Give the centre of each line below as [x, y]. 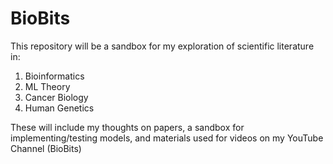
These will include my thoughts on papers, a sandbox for [127, 127]
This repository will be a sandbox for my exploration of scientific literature [162, 46]
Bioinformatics [54, 76]
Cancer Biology [56, 97]
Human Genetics [59, 108]
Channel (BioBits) [46, 148]
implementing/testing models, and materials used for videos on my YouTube [167, 138]
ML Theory [47, 86]
